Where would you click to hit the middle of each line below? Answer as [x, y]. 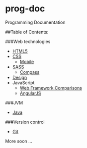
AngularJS [30, 93]
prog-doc [25, 9]
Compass [30, 72]
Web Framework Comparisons [51, 88]
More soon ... [19, 141]
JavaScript [23, 83]
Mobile [27, 61]
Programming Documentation [35, 22]
